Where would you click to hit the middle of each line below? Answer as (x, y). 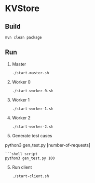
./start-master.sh (30, 73)
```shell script (21, 154)
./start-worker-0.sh (33, 91)
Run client (22, 167)
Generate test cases (32, 135)
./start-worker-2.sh (33, 127)
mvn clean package (23, 37)
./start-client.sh (30, 176)
